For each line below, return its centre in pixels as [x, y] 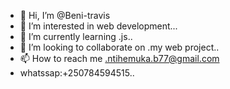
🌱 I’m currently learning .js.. [76, 36]
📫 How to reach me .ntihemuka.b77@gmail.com [119, 58]
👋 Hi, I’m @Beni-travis [65, 15]
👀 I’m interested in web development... [98, 26]
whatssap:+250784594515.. [77, 73]
